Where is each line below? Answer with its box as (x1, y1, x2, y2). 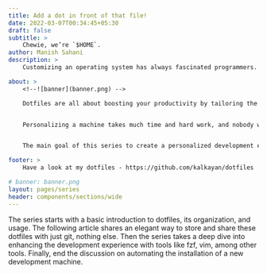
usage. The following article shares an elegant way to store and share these (8, 223, 257, 233)
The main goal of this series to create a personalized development (22, 142, 254, 150)
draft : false (8, 26, 52, 34)
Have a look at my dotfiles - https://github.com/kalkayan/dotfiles (22, 164, 254, 172)
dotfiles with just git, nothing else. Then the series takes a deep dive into (8, 231, 246, 241)
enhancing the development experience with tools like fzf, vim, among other (8, 240, 257, 249)
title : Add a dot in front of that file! (8, 11, 148, 20)
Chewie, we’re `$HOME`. (22, 41, 102, 49)
